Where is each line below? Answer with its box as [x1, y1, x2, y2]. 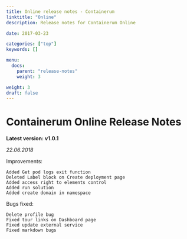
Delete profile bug [6, 212, 54, 218]
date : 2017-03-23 [6, 30, 49, 36]
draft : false [6, 90, 38, 96]
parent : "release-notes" [17, 68, 78, 74]
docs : [11, 63, 25, 69]
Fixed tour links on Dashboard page [6, 217, 96, 223]
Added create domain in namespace [6, 190, 91, 196]
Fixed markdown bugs [6, 227, 57, 234]
